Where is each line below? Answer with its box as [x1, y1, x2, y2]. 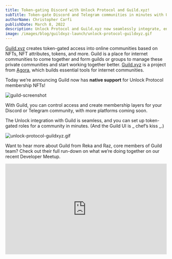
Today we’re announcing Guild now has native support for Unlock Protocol [5, 77, 164, 83]
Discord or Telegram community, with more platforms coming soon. [5, 108, 148, 113]
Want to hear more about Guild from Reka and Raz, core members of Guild [5, 143, 162, 149]
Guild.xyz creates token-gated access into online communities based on [5, 45, 158, 51]
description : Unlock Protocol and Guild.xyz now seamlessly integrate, [5, 27, 161, 32]
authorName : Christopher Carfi [5, 17, 72, 22]
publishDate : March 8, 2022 [5, 21, 66, 27]
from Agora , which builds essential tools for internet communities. [5, 67, 144, 73]
